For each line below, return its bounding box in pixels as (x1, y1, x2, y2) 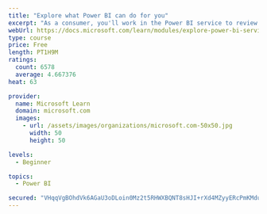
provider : (8, 92, 41, 100)
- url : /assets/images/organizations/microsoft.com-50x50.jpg (22, 122, 233, 130)
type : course (8, 33, 52, 42)
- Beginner (15, 158, 52, 166)
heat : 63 (8, 78, 37, 86)
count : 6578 (15, 63, 56, 71)
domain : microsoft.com (15, 107, 91, 115)
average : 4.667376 (15, 71, 77, 78)
